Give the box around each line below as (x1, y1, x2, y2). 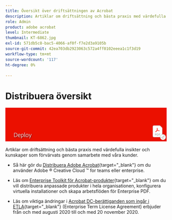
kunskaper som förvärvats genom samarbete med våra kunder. (5, 152, 139, 158)
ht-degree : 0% (5, 62, 36, 68)
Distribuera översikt (5, 90, 92, 102)
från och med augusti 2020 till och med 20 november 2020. (12, 209, 139, 215)
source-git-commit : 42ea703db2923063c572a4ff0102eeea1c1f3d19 (5, 46, 141, 51)
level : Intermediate (5, 30, 50, 35)
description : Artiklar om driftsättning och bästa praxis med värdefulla (5, 13, 166, 19)
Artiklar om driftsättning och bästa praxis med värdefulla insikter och (5, 146, 150, 152)
